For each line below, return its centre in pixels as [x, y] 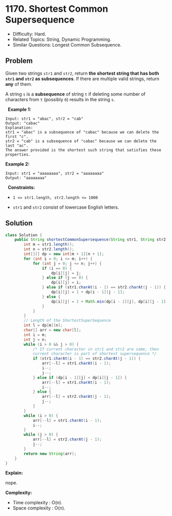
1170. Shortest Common [57, 9]
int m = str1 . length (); [49, 244]
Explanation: [19, 128]
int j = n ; [35, 340]
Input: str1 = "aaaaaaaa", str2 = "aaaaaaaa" [55, 173]
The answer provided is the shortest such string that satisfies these [83, 150]
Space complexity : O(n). [39, 508]
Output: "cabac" [23, 123]
